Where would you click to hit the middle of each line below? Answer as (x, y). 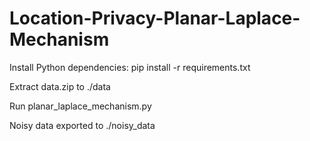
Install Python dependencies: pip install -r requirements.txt (130, 67)
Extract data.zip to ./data (60, 86)
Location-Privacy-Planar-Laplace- (155, 18)
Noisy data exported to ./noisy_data (82, 125)
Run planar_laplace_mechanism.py (80, 106)
